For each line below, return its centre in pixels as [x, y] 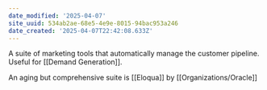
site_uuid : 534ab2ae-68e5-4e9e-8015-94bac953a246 [94, 23]
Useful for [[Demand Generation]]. [65, 62]
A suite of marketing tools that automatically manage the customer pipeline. [134, 54]
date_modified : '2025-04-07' [57, 16]
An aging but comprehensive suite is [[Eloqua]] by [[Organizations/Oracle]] [133, 78]
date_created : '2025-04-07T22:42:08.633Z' [81, 31]
